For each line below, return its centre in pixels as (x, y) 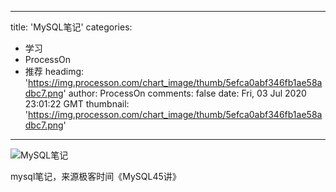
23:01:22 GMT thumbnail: (77, 104)
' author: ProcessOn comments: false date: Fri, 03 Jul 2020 (185, 93)
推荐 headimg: (54, 71)
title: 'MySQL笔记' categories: (71, 27)
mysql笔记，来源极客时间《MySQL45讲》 (96, 176)
